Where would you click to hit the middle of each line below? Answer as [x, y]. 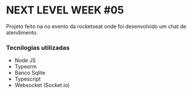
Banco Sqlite [30, 73]
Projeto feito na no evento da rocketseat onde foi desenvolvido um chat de [96, 26]
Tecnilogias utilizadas [38, 47]
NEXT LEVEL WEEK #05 [65, 10]
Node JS [25, 60]
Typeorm [26, 67]
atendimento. [22, 32]
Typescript [28, 79]
